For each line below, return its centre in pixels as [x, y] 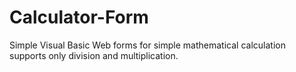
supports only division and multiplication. [94, 55]
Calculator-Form [79, 17]
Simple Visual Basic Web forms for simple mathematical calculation [147, 45]
